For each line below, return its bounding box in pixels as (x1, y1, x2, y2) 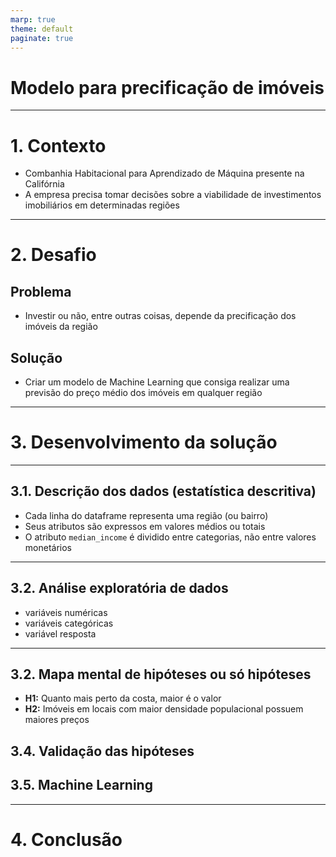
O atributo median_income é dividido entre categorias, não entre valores (24, 531, 317, 543)
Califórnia (24, 178, 65, 190)
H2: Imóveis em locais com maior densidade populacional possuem (24, 703, 304, 715)
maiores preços (24, 714, 90, 726)
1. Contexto (10, 134, 107, 157)
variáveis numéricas (24, 606, 108, 618)
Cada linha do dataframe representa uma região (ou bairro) (24, 509, 269, 521)
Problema (10, 283, 72, 300)
